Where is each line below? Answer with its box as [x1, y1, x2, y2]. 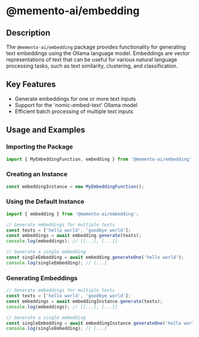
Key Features [6, 79, 56, 89]
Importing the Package [6, 143, 73, 151]
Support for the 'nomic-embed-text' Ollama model [14, 101, 138, 108]
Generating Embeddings [6, 274, 78, 282]
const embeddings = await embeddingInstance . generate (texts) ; [6, 298, 163, 304]
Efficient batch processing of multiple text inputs [14, 108, 133, 115]
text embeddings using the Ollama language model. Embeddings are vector [6, 50, 190, 57]
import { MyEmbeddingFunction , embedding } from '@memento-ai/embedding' [6, 156, 192, 162]
